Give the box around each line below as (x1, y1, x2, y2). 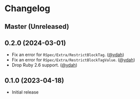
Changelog (4, 3, 50, 14)
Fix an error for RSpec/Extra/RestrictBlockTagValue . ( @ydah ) (11, 57, 136, 63)
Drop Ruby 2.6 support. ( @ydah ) (11, 62, 78, 68)
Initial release (11, 89, 39, 95)
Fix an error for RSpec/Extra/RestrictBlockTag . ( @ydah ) (11, 52, 124, 58)
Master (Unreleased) (4, 22, 70, 31)
